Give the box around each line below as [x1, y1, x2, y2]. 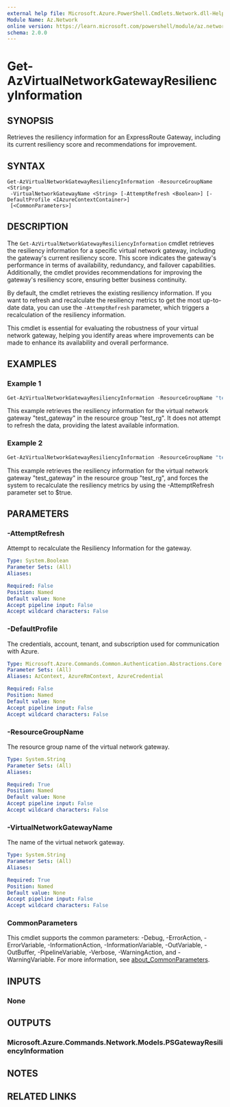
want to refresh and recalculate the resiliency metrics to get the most [7, 296, 202, 304]
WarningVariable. [7, 956, 56, 964]
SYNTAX [7, 160, 46, 172]
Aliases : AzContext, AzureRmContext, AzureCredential [7, 673, 164, 680]
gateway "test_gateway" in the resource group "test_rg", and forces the [7, 473, 209, 482]
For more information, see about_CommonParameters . [57, 956, 210, 964]
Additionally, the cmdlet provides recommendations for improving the [7, 268, 203, 276]
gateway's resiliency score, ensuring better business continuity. [7, 275, 187, 284]
